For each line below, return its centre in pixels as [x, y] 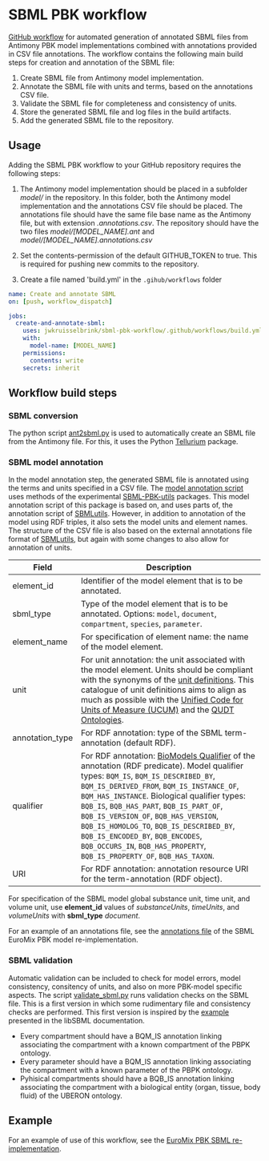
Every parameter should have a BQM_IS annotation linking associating [135, 1061]
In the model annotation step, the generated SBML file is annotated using [129, 480]
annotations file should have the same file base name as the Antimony [135, 214]
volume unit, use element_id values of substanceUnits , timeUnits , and [124, 907]
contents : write [56, 360]
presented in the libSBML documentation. [77, 1020]
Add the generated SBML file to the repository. [96, 120]
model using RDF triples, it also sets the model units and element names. [128, 522]
